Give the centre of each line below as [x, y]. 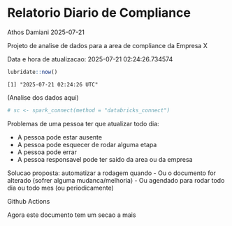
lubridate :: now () [32, 72]
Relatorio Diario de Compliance [99, 13]
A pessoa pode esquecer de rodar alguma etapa [87, 144]
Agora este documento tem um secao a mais [72, 215]
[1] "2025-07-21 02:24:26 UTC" [53, 84]
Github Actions [29, 201]
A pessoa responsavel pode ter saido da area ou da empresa [105, 159]
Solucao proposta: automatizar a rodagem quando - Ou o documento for [112, 173]
